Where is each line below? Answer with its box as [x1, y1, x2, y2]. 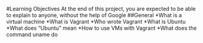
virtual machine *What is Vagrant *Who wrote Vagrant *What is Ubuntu [6, 18, 186, 25]
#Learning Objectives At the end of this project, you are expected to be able [6, 5, 196, 12]
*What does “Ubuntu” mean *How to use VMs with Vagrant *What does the [6, 24, 197, 31]
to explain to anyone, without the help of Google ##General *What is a [6, 12, 182, 19]
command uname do [6, 31, 58, 38]
